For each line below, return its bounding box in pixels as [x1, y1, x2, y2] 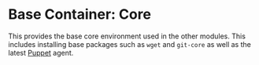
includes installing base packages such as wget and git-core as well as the [8, 39, 252, 49]
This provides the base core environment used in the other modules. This [8, 31, 246, 41]
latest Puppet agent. [8, 48, 74, 57]
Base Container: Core [8, 5, 152, 23]
